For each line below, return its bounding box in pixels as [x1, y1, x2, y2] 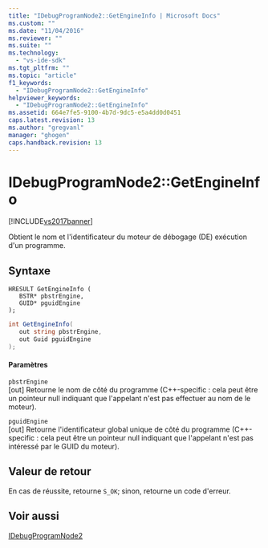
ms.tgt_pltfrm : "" [8, 64, 70, 72]
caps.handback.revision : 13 [8, 138, 103, 147]
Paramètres [8, 360, 48, 370]
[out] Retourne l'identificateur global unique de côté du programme [8, 424, 230, 434]
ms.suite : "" [8, 42, 52, 50]
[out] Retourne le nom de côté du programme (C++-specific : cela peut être [8, 384, 258, 394]
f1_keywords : [8, 79, 52, 87]
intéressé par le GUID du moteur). [8, 441, 120, 451]
